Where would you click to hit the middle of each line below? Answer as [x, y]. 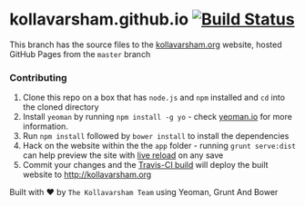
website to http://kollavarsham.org [87, 175]
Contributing [38, 77]
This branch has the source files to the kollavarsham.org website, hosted [146, 44]
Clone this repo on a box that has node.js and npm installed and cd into [153, 98]
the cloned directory [61, 107]
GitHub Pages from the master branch [80, 54]
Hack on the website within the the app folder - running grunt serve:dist [159, 146]
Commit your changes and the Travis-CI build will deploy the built [145, 165]
